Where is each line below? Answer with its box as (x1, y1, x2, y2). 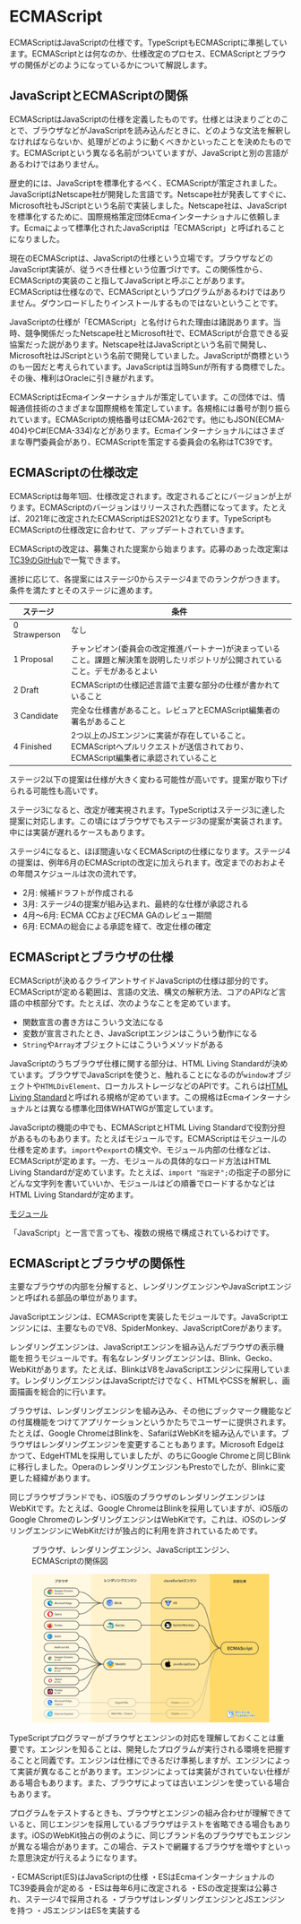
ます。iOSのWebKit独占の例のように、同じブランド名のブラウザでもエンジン (9, 1830, 291, 1841)
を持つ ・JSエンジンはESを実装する (9, 1905, 142, 1916)
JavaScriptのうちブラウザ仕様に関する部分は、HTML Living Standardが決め (9, 1057, 288, 1068)
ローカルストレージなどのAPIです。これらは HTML (104, 1080, 288, 1091)
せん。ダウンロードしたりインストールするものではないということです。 (16, 298, 283, 308)
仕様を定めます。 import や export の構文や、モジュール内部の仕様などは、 (9, 1144, 276, 1155)
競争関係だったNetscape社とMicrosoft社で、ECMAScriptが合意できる (24, 327, 281, 338)
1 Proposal (13, 654, 54, 665)
